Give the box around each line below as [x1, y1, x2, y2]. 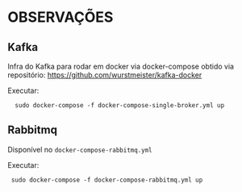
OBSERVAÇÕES [7, 8, 114, 27]
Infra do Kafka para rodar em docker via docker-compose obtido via [7, 61, 235, 71]
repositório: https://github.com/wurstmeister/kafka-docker [7, 70, 202, 80]
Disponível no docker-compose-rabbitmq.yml [7, 144, 152, 154]
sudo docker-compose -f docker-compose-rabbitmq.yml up [10, 176, 203, 184]
